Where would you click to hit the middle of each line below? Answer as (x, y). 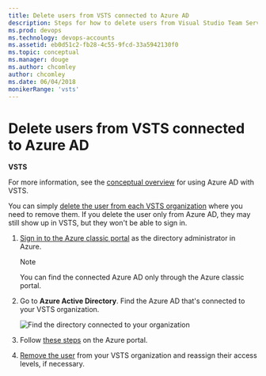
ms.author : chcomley (42, 67)
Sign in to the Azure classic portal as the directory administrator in (127, 238)
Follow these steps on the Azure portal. (84, 340)
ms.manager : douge (38, 60)
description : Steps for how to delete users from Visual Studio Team (125, 23)
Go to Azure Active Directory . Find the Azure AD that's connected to (132, 301)
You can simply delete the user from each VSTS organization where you (125, 206)
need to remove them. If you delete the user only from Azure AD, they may (129, 215)
